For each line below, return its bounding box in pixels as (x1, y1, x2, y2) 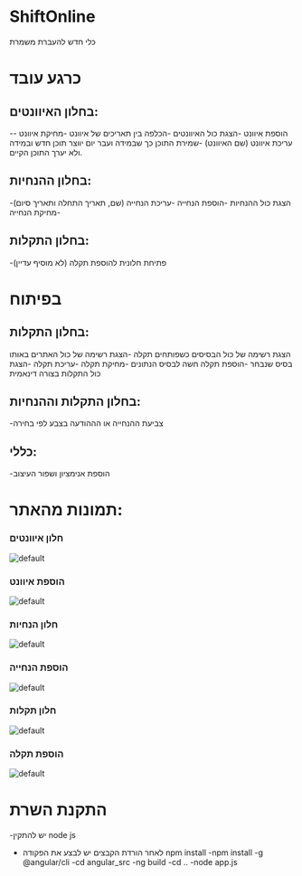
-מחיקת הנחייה (9, 206, 61, 218)
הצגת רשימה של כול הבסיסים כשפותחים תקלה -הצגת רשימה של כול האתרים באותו (9, 348, 291, 359)
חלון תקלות (9, 704, 57, 717)
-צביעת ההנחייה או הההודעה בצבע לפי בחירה (9, 418, 164, 429)
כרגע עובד (9, 68, 81, 89)
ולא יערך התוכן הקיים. (9, 146, 83, 157)
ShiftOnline (9, 6, 96, 27)
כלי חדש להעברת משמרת (9, 36, 97, 47)
